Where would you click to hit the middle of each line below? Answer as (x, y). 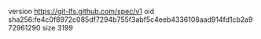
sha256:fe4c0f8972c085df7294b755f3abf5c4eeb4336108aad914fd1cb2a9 (130, 19)
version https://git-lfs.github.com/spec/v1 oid (81, 11)
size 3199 (57, 28)
